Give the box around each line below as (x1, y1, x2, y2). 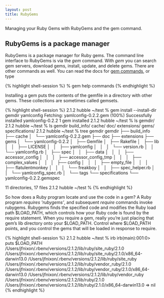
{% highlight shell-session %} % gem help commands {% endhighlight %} (5, 83, 156, 89)
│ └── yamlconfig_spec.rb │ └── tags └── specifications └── (5, 170, 139, 176)
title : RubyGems (5, 12, 38, 17)
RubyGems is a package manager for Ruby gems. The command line (5, 53, 144, 59)
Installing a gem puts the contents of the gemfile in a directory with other (5, 92, 153, 98)
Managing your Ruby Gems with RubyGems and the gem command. (5, 25, 142, 31)
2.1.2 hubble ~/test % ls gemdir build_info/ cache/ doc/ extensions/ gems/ (5, 123, 155, 129)
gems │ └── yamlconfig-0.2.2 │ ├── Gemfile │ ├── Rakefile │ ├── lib (5, 139, 160, 145)
